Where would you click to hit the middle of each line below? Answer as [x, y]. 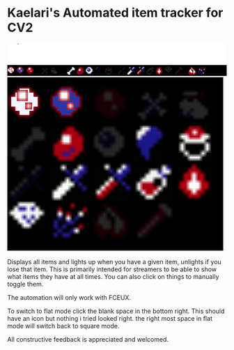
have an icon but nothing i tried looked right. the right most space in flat [110, 319]
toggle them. [25, 284]
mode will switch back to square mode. [63, 326]
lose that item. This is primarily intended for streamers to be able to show [112, 269]
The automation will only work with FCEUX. [69, 298]
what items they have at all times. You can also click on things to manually [113, 277]
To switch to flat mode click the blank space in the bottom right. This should [116, 311]
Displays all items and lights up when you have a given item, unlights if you [114, 262]
